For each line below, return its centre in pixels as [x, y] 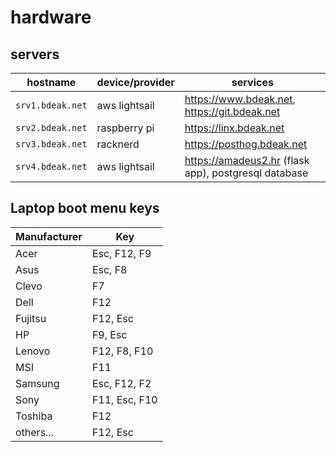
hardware [51, 17]
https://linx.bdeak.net [234, 128]
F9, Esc [109, 334]
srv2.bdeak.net [51, 127]
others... [34, 432]
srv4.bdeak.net [51, 166]
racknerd [118, 144]
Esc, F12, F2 [121, 383]
